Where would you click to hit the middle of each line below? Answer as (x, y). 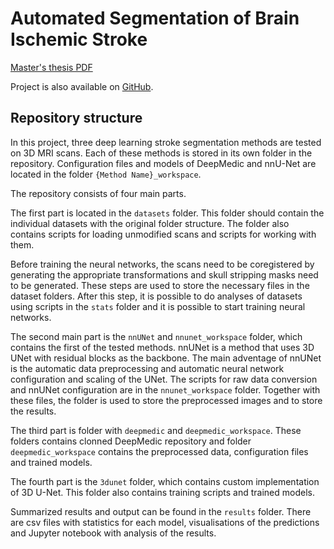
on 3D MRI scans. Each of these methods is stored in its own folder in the (161, 153)
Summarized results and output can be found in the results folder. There (161, 511)
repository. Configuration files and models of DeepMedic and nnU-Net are (163, 163)
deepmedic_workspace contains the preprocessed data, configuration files (159, 451)
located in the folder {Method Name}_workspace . (106, 174)
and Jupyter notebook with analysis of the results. (113, 533)
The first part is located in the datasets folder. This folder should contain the (167, 213)
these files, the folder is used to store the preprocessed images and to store (166, 400)
